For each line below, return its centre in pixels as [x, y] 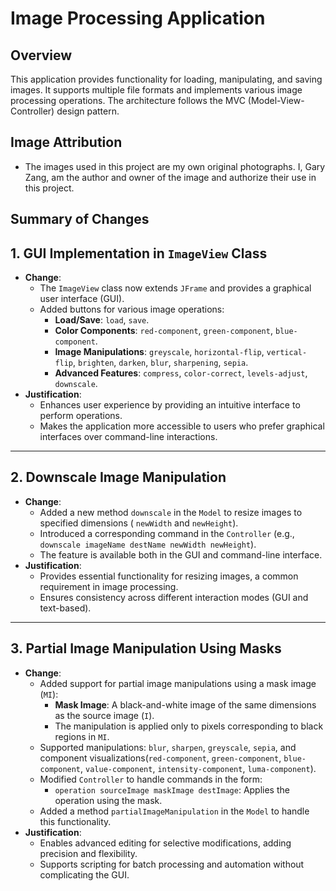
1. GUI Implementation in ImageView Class [139, 253]
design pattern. [88, 111]
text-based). [65, 608]
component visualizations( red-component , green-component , [160, 758]
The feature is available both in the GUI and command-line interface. [181, 554]
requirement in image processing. [109, 586]
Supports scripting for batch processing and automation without [172, 864]
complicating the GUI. [84, 874]
